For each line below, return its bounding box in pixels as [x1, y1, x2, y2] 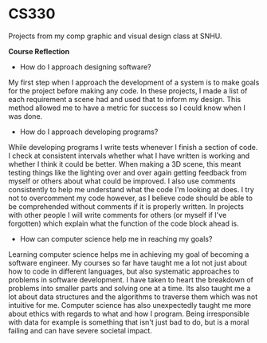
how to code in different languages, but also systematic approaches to [8, 266, 240, 276]
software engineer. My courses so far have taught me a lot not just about [8, 258, 247, 267]
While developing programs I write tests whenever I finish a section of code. [8, 142, 258, 152]
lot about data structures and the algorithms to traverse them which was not [8, 292, 258, 302]
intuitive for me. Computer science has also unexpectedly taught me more [8, 300, 252, 309]
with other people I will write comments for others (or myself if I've [8, 210, 227, 219]
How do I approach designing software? [19, 61, 151, 72]
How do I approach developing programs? [19, 127, 159, 136]
